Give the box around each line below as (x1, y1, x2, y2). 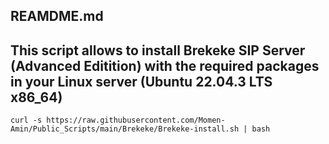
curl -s (10, 115, 43, 126)
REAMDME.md (10, 8, 104, 25)
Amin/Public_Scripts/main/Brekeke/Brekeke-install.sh (10, 124, 240, 134)
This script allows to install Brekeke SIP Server (10, 42, 306, 59)
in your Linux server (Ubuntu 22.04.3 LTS (10, 73, 273, 90)
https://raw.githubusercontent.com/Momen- (46, 115, 226, 126)
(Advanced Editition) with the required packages (10, 57, 320, 74)
